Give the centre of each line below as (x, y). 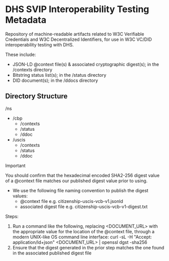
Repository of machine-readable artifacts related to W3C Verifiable (75, 34)
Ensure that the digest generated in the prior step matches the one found (88, 247)
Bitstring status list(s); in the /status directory (59, 75)
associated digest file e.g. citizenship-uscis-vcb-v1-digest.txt (84, 206)
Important (15, 166)
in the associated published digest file (52, 253)
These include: (21, 55)
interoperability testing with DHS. (40, 44)
